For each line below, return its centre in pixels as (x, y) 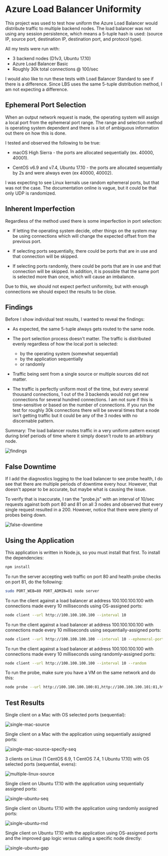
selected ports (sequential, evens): (41, 764)
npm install (17, 567)
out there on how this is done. (36, 133)
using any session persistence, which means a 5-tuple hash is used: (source (84, 34)
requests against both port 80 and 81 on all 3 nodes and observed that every (84, 504)
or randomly (32, 364)
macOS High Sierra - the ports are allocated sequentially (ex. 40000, (83, 152)
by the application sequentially (51, 359)
